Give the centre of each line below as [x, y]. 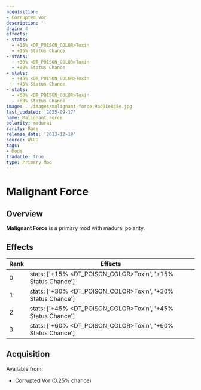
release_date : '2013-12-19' [41, 134]
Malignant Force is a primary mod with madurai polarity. [76, 228]
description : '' [26, 23]
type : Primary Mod [29, 162]
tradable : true [25, 156]
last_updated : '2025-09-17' [41, 112]
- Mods [14, 151]
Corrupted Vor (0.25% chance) [53, 380]
